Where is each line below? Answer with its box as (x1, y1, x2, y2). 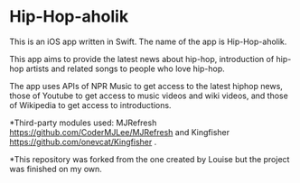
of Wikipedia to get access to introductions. (9, 99, 172, 110)
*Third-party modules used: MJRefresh (9, 117, 157, 128)
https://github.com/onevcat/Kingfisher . (9, 136, 157, 147)
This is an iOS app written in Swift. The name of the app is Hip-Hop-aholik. (9, 36, 287, 47)
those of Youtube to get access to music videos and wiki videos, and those (9, 90, 289, 101)
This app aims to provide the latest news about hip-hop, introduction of (9, 53, 275, 64)
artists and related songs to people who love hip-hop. (25, 63, 226, 74)
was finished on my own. (9, 163, 102, 174)
